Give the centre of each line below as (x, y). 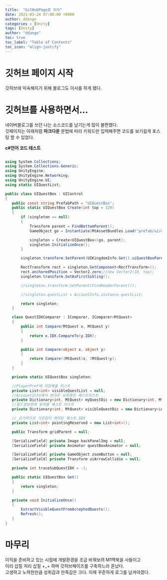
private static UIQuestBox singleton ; (52, 377)
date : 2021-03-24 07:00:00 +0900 (40, 14)
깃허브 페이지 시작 (39, 73)
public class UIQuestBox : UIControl (44, 194)
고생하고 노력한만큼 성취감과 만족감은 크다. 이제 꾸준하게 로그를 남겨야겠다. (78, 572)
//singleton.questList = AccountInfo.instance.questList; (82, 294)
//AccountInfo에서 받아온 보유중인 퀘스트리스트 (55, 395)
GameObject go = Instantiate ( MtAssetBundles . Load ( (83, 231)
